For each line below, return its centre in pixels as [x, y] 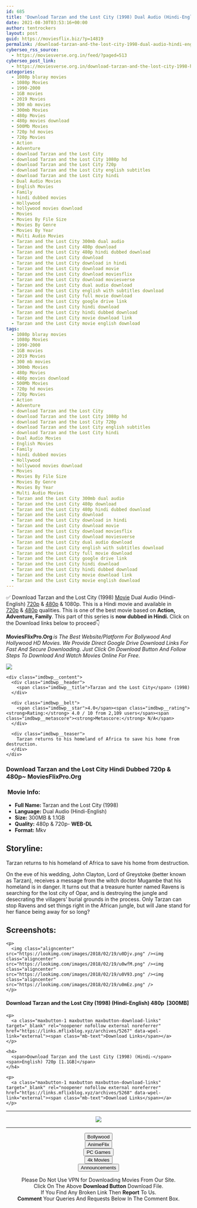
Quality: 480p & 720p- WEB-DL [53, 824]
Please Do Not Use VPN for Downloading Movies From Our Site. [98, 1180]
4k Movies [98, 1160]
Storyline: [24, 849]
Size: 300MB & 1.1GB [40, 817]
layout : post [22, 34]
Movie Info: [24, 792]
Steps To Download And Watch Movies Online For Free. [73, 655]
